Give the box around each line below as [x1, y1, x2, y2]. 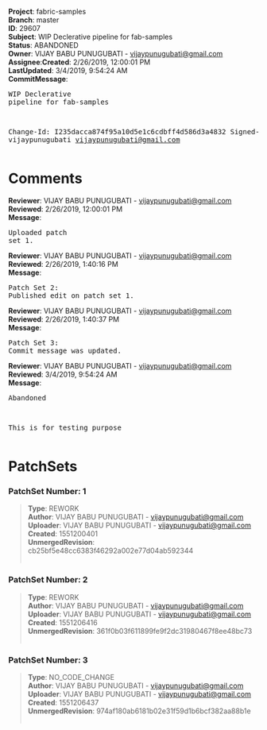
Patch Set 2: [8, 283, 60, 292]
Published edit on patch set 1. [8, 291, 134, 300]
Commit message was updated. [8, 346, 122, 355]
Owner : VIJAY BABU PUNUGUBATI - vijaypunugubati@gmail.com [8, 49, 223, 58]
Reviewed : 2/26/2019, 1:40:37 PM [8, 314, 120, 324]
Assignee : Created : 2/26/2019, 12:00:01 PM [8, 57, 151, 67]
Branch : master [8, 15, 60, 25]
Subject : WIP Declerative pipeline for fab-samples [8, 32, 173, 41]
